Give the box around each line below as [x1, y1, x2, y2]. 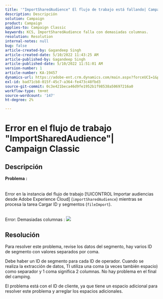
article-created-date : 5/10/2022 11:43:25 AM [5, 52, 98, 57]
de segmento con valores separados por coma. [5, 248, 100, 254]
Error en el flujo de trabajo [5, 123, 112, 134]
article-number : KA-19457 [5, 70, 57, 75]
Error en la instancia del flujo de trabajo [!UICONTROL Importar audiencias [5, 191, 154, 197]
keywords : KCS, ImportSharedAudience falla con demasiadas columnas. [5, 30, 149, 35]
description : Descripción [5, 12, 57, 17]
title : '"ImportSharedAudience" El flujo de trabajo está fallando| [5, 7, 147, 12]
